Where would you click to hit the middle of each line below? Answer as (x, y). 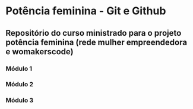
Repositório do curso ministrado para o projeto (94, 33)
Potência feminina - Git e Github (86, 11)
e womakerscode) (39, 52)
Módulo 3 (20, 101)
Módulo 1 (19, 68)
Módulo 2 (20, 85)
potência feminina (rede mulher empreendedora (96, 42)
